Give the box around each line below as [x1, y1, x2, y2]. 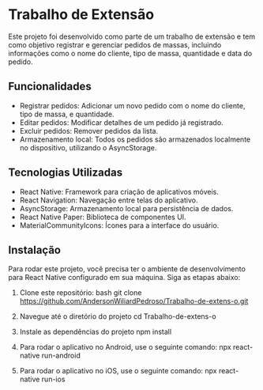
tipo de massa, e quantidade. [19, 109, 115, 119]
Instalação [8, 243, 62, 256]
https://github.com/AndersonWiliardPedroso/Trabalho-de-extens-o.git [19, 297, 249, 306]
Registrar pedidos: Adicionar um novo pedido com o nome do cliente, [19, 100, 246, 110]
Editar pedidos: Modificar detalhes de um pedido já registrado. [19, 117, 224, 127]
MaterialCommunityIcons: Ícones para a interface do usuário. [19, 220, 220, 230]
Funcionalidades [8, 80, 92, 93]
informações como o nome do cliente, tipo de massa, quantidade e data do [8, 48, 253, 58]
